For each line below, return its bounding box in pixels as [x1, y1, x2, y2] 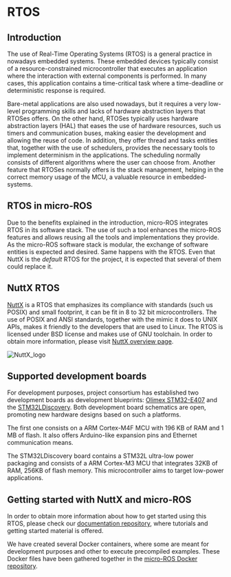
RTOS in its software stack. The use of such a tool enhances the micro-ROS [7, 225, 221, 234]
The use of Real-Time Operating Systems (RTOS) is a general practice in [7, 50, 212, 58]
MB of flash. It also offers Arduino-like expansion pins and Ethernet [7, 431, 197, 439]
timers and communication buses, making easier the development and [7, 129, 206, 137]
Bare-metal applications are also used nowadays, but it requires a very [7, 100, 208, 107]
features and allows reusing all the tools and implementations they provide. [7, 233, 219, 241]
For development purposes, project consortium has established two [7, 388, 199, 397]
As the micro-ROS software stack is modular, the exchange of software [7, 240, 208, 249]
